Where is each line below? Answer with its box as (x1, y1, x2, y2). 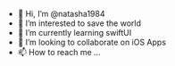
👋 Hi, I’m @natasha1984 (17, 9, 105, 19)
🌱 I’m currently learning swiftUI (17, 28, 132, 37)
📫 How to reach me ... (17, 47, 101, 57)
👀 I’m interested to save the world (17, 18, 141, 29)
